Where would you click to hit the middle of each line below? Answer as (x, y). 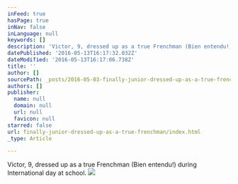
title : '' (22, 66)
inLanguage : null (33, 33)
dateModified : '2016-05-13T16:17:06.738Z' (71, 60)
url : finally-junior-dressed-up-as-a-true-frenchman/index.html (104, 132)
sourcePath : (25, 79)
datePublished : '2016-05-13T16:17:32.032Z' (73, 54)
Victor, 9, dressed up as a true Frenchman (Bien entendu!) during (102, 165)
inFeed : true (27, 14)
